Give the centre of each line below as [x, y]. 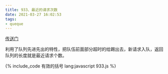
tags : [11, 19]
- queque [14, 24]
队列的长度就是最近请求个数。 [36, 55]
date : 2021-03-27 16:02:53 [33, 14]
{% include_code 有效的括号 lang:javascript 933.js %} [61, 66]
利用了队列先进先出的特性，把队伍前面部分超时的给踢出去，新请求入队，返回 [84, 49]
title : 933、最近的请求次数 [31, 10]
